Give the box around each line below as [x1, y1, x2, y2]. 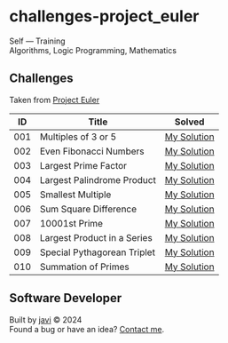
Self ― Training [9, 36, 66, 46]
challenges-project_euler [9, 6, 200, 27]
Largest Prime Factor [39, 159, 127, 171]
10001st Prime [39, 217, 104, 229]
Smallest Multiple [39, 188, 112, 201]
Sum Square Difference [39, 203, 138, 215]
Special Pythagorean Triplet [39, 246, 155, 259]
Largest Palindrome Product [39, 173, 157, 186]
